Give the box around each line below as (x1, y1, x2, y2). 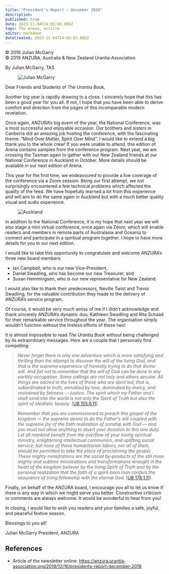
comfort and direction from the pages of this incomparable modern (5, 104, 145, 110)
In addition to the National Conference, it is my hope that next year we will (5, 218, 159, 224)
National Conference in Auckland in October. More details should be (5, 157, 147, 163)
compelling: (5, 342, 30, 349)
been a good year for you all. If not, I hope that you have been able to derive (5, 99, 163, 105)
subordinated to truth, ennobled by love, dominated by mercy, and (17, 384, 156, 390)
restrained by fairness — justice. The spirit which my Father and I (17, 389, 154, 396)
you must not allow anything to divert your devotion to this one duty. (17, 426, 160, 432)
